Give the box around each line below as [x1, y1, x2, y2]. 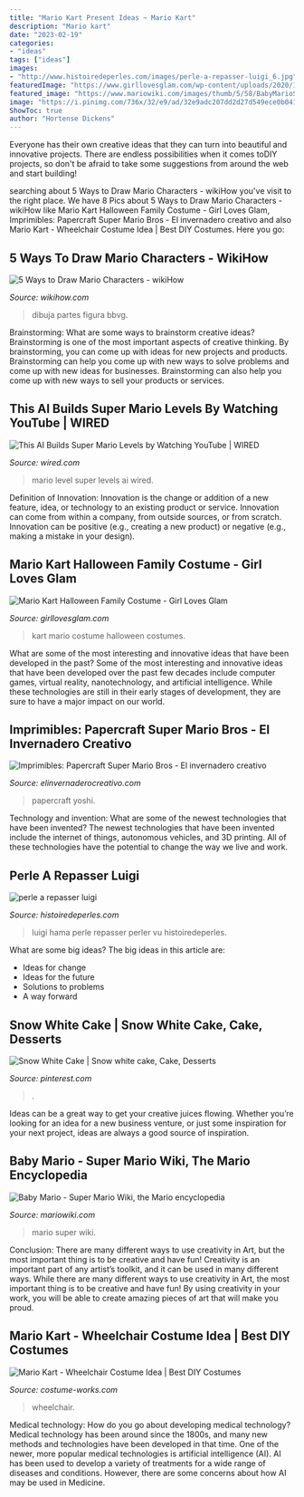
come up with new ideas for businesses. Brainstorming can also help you [9, 365, 282, 376]
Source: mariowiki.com [9, 1209, 96, 1220]
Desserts [9, 1032, 62, 1047]
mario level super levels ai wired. [31, 475, 154, 485]
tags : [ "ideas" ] [9, 55, 71, 64]
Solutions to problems [22, 982, 105, 993]
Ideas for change [22, 962, 87, 974]
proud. [9, 1301, 34, 1313]
